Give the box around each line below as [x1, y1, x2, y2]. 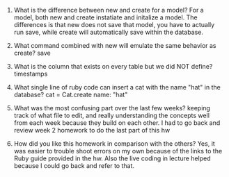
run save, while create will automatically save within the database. [13, 28, 204, 36]
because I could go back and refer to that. [13, 162, 134, 169]
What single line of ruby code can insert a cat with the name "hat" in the [13, 83, 221, 91]
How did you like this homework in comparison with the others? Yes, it [13, 140, 216, 148]
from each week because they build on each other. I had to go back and [13, 119, 221, 127]
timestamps [13, 69, 48, 78]
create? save [13, 49, 51, 57]
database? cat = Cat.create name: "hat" [13, 90, 128, 99]
